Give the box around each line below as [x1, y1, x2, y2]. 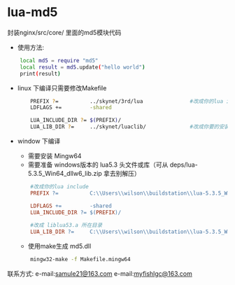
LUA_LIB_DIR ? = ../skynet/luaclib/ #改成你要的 [30, 123, 220, 130]
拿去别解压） [104, 169, 141, 178]
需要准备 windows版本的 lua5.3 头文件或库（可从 [27, 160, 169, 169]
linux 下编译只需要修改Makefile [17, 83, 107, 92]
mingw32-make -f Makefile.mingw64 [30, 256, 131, 263]
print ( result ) [20, 70, 61, 77]
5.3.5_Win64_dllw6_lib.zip [27, 169, 103, 178]
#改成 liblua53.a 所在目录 [30, 222, 103, 229]
